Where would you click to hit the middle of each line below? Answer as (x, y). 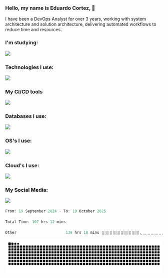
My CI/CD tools (24, 91)
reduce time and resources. (34, 30)
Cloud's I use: (22, 165)
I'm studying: (22, 43)
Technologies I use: (29, 67)
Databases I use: (26, 116)
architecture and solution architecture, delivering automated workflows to (81, 24)
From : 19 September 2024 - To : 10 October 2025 (56, 211)
